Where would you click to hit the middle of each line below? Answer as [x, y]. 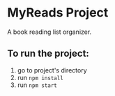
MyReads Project [58, 13]
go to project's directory [52, 70]
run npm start [37, 85]
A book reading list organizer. [49, 32]
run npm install [40, 77]
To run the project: [48, 54]
